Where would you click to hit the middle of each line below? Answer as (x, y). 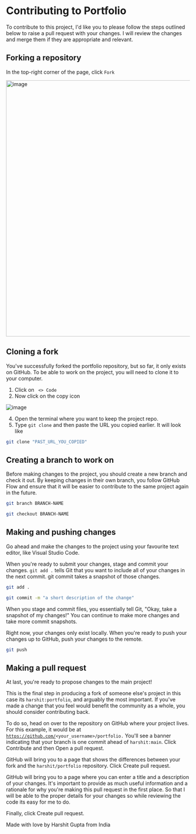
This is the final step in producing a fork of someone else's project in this (94, 693)
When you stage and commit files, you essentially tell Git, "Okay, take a (91, 609)
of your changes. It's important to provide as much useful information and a (97, 784)
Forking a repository (44, 58)
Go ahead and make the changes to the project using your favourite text (92, 546)
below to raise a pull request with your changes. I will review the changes (94, 33)
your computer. (24, 378)
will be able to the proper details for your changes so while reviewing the (93, 796)
